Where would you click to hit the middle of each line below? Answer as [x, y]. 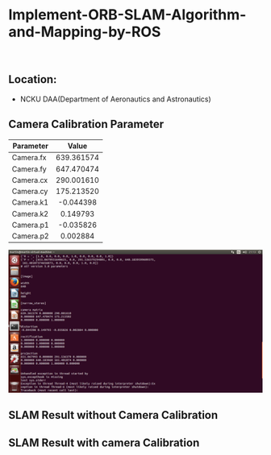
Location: [33, 79]
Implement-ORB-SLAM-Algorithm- [127, 15]
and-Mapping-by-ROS [85, 32]
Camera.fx [29, 158]
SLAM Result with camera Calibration [104, 443]
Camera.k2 [30, 213]
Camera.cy [30, 192]
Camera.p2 [31, 236]
